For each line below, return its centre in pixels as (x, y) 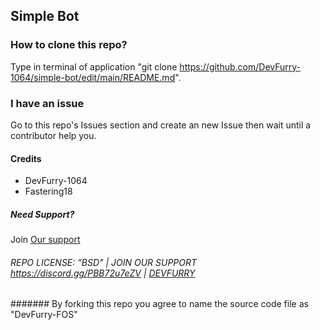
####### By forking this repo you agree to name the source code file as (159, 304)
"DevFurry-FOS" (44, 315)
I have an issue (47, 103)
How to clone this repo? (69, 45)
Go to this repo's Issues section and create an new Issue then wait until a (161, 125)
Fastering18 (48, 191)
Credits (26, 158)
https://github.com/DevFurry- (240, 66)
